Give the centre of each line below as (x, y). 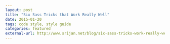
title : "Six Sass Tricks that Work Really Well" (57, 15)
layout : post (19, 10)
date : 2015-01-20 (24, 19)
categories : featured (28, 29)
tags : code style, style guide (38, 24)
